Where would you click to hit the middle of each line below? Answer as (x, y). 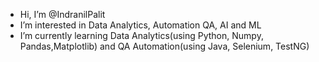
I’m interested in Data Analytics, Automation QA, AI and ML (140, 25)
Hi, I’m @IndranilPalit (62, 14)
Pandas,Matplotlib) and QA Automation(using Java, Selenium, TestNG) (164, 46)
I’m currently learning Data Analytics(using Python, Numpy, (141, 35)
